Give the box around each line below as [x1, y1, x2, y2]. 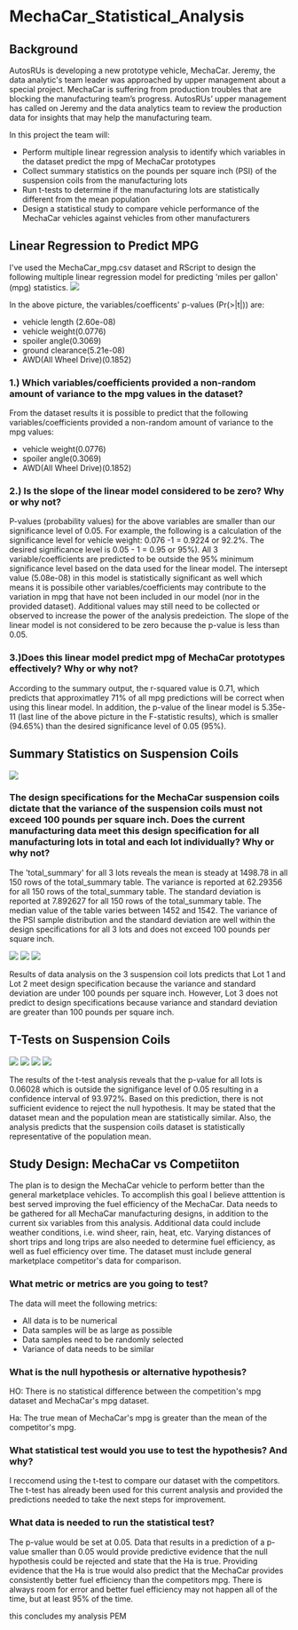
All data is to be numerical [21, 1315, 118, 1325]
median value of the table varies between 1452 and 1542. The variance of [9, 904, 278, 916]
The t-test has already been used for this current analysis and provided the [9, 1485, 284, 1496]
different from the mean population [21, 194, 151, 204]
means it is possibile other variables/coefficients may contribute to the [9, 582, 267, 592]
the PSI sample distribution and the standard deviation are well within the [9, 914, 276, 925]
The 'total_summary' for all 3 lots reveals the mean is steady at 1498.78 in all [9, 867, 288, 878]
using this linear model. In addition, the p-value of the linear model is [9, 702, 260, 712]
